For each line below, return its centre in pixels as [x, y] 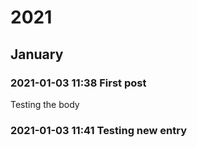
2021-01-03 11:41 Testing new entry [99, 130]
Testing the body [45, 104]
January [37, 54]
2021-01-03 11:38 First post [78, 83]
